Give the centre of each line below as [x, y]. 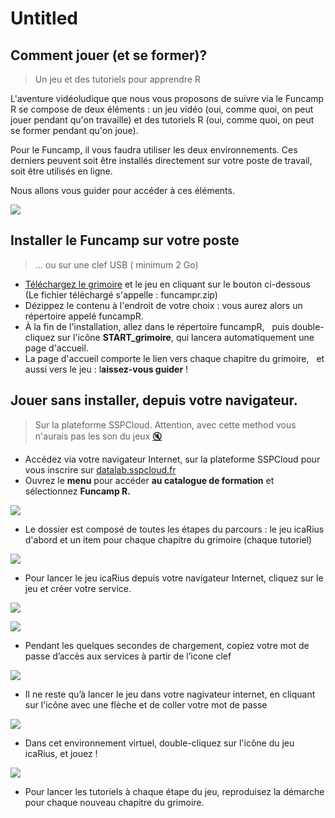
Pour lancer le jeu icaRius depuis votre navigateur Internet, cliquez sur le [174, 578]
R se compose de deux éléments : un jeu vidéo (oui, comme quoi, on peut [162, 109]
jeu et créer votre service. [78, 588]
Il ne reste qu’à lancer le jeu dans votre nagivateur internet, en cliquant [170, 694]
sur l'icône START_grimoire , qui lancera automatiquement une [186, 337]
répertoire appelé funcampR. [84, 316]
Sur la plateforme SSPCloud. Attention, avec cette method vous [165, 424]
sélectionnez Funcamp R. [77, 491]
